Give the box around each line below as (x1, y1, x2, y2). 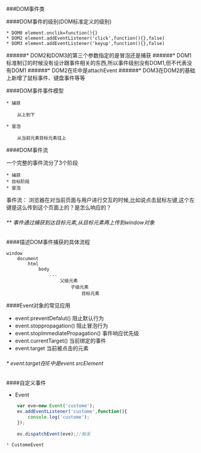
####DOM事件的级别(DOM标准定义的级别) (6, 18, 112, 25)
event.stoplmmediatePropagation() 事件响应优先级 (14, 330, 139, 337)
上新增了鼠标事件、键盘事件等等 (6, 74, 85, 81)
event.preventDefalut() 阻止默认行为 (14, 315, 104, 322)
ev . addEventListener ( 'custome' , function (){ (17, 409, 128, 415)
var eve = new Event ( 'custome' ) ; (17, 403, 95, 409)
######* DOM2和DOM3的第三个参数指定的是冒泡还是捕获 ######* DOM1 (6, 52, 192, 59)
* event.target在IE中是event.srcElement (6, 359, 104, 366)
